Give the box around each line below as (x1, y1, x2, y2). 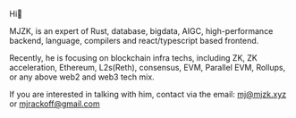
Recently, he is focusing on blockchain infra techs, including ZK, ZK (9, 53, 258, 63)
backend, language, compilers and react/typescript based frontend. (9, 36, 259, 46)
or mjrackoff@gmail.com (9, 98, 100, 109)
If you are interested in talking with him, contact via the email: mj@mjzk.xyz (9, 89, 287, 99)
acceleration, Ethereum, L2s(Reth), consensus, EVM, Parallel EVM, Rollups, (9, 63, 286, 72)
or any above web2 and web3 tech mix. (9, 72, 155, 82)
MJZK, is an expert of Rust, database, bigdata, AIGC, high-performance (9, 26, 274, 36)
